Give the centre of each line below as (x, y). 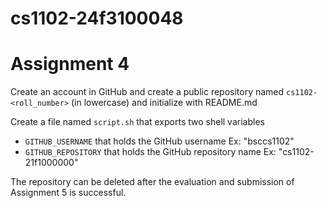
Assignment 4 (70, 64)
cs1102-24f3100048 (97, 18)
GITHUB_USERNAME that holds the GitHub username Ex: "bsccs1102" (159, 141)
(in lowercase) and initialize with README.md (164, 103)
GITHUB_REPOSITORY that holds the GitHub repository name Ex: (150, 152)
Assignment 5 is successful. (68, 193)
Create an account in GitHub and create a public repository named (147, 92)
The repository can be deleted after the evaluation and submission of (152, 182)
